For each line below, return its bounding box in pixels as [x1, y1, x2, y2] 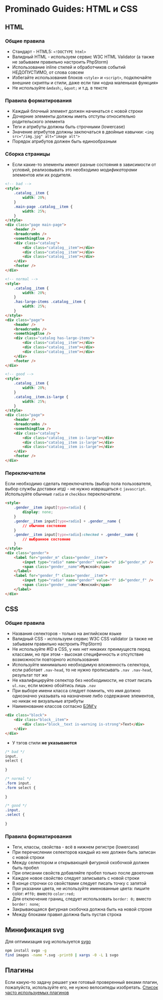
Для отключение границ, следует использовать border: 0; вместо [12, 896, 152, 902]
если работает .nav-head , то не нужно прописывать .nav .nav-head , [12, 667, 153, 673]
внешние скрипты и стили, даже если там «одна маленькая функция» [12, 80, 159, 85]
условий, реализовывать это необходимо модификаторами [12, 167, 137, 173]
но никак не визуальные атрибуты [12, 698, 84, 704]
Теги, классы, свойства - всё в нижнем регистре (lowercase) [12, 844, 140, 850]
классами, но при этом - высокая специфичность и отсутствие [12, 651, 144, 658]
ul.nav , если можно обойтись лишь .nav [12, 682, 96, 688]
